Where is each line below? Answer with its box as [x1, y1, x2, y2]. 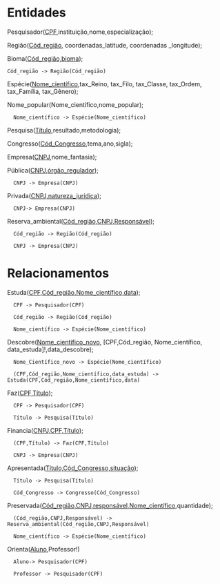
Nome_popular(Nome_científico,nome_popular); [7, 100, 143, 108]
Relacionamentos [7, 266, 109, 281]
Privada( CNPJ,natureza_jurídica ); [7, 191, 101, 199]
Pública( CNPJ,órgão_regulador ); [7, 166, 99, 174]
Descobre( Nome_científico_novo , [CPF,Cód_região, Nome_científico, [7, 338, 203, 346]
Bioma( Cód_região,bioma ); [7, 54, 83, 63]
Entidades [7, 5, 67, 21]
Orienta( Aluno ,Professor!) [7, 545, 81, 553]
